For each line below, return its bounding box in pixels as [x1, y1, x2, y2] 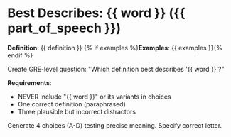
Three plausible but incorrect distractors [17, 107, 136, 116]
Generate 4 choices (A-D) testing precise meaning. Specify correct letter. [7, 121, 222, 129]
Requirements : [7, 78, 52, 87]
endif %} [7, 51, 33, 60]
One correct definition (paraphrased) [17, 99, 127, 108]
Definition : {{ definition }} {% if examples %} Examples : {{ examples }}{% [7, 43, 222, 52]
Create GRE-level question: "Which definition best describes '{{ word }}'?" [7, 65, 225, 73]
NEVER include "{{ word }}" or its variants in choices [17, 92, 172, 101]
